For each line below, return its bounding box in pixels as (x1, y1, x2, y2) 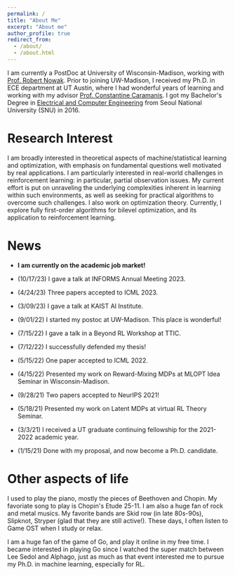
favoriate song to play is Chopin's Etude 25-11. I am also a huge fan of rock (7, 501, 223, 510)
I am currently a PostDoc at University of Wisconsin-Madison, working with (7, 68, 224, 77)
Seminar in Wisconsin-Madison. (17, 377, 110, 386)
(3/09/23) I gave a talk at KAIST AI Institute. (17, 302, 144, 310)
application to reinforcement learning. (7, 213, 116, 222)
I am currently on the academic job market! (17, 261, 146, 269)
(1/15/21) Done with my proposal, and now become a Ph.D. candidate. (17, 446, 218, 454)
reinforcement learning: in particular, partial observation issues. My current (7, 176, 224, 184)
